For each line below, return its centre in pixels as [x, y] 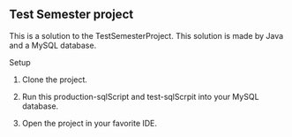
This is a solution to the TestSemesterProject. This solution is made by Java [146, 35]
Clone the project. [55, 80]
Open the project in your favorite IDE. [89, 123]
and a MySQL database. [53, 45]
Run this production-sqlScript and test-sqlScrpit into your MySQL [140, 96]
